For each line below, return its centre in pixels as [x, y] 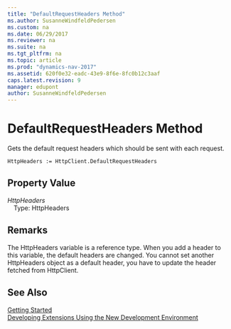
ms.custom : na [28, 27]
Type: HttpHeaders [42, 208]
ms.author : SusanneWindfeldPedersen [61, 21]
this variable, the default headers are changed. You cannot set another [111, 255]
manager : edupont [33, 87]
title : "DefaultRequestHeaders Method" [66, 14]
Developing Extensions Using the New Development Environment [103, 317]
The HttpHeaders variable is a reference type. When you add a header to [114, 247]
